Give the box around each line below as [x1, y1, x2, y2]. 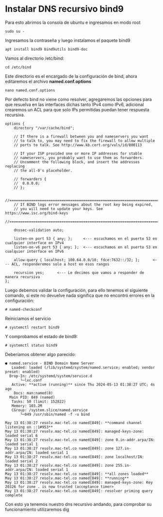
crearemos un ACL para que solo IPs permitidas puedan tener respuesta [5, 107, 149, 112]
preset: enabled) [5, 369, 40, 374]
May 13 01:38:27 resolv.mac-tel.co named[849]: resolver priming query [5, 488, 153, 493]
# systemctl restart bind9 [5, 325, 60, 330]
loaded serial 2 [5, 459, 38, 464]
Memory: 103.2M [11, 403, 42, 408]
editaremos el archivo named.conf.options [5, 78, 91, 84]
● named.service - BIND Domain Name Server [5, 361, 95, 366]
